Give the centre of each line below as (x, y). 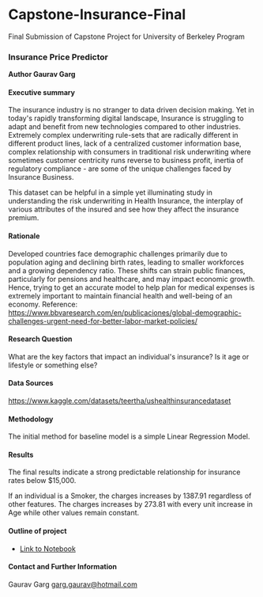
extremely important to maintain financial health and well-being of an (120, 295)
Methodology (31, 419)
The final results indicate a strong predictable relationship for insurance (124, 472)
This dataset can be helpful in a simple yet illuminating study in (111, 192)
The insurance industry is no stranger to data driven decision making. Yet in (131, 110)
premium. (24, 218)
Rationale (24, 236)
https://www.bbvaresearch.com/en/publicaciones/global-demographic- (125, 312)
